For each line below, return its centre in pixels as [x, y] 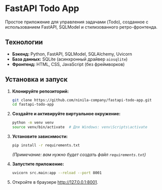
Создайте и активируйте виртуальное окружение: [66, 114]
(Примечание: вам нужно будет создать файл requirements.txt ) [79, 154]
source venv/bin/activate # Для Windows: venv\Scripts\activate [80, 127]
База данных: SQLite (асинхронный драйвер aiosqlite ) [70, 59]
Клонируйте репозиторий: [40, 91]
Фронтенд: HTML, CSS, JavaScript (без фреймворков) [68, 64]
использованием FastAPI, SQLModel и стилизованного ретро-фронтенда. [81, 27]
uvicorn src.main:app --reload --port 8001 [57, 173]
